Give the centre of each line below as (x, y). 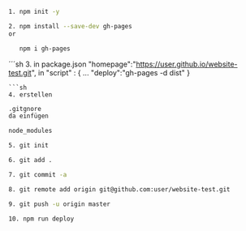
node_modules (30, 131)
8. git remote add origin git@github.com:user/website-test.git (119, 189)
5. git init (28, 146)
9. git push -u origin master (60, 204)
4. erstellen (30, 94)
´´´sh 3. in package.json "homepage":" (72, 64)
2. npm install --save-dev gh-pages (70, 26)
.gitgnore (25, 109)
